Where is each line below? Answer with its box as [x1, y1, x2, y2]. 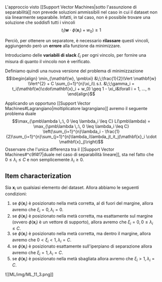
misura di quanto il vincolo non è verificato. [5, 58, 91, 64]
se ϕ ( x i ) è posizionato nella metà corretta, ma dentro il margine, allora [12, 231, 151, 237]
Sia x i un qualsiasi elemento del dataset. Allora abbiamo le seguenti [5, 185, 139, 191]
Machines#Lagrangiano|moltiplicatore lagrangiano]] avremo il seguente [5, 105, 147, 111]
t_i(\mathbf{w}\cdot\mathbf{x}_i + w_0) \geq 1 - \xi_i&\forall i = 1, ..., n [12, 86, 151, 92]
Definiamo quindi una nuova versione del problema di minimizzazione [5, 68, 144, 74]
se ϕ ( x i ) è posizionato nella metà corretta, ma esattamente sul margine [12, 213, 153, 220]
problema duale [5, 110, 36, 116]
